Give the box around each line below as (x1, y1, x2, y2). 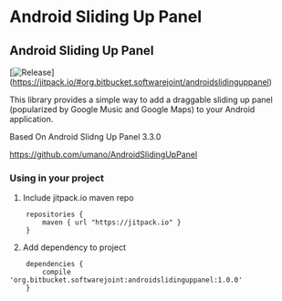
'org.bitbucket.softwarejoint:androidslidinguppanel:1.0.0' (9, 275, 244, 285)
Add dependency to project (22, 242, 126, 253)
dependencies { (26, 260, 84, 269)
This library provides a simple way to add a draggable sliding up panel (9, 94, 274, 105)
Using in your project (9, 171, 105, 184)
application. (9, 114, 54, 124)
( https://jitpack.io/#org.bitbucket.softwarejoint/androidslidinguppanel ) (9, 77, 272, 88)
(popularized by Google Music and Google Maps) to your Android (9, 104, 256, 115)
